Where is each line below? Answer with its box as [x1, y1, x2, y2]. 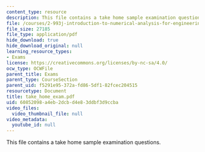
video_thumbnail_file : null [12, 111, 84, 117]
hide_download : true [6, 37, 59, 43]
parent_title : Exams [6, 71, 59, 77]
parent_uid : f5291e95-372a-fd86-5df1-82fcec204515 [6, 83, 138, 89]
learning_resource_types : [6, 49, 72, 55]
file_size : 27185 [6, 26, 51, 32]
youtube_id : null [12, 122, 56, 128]
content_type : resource [6, 9, 67, 15]
